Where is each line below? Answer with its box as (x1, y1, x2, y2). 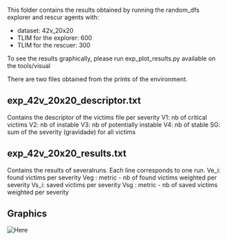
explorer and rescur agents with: (7, 13, 100, 21)
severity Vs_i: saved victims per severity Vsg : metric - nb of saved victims (7, 180, 218, 188)
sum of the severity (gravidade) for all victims (7, 127, 136, 136)
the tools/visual (7, 62, 51, 69)
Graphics (7, 208, 47, 219)
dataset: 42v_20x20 (17, 27, 74, 34)
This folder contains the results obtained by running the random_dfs (7, 6, 199, 14)
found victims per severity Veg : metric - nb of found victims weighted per (7, 173, 217, 182)
